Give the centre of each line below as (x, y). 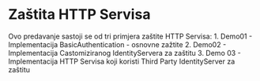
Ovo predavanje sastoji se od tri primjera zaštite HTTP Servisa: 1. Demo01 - (130, 36)
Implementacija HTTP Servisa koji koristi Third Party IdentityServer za (122, 61)
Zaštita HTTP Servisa (79, 15)
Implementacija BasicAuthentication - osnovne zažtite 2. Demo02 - (117, 44)
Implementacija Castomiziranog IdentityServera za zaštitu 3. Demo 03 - (124, 53)
